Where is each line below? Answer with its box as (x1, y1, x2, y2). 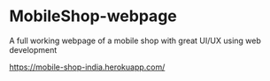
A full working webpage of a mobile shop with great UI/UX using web (9, 35, 261, 46)
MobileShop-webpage (9, 6, 177, 26)
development (9, 44, 58, 55)
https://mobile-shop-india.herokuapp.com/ (9, 62, 166, 72)
